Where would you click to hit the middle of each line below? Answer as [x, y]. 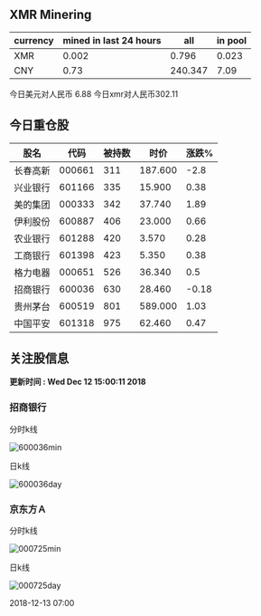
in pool [231, 40]
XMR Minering [51, 15]
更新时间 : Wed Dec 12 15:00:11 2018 [78, 382]
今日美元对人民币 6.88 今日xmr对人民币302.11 [94, 93]
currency [34, 40]
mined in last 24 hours [112, 40]
